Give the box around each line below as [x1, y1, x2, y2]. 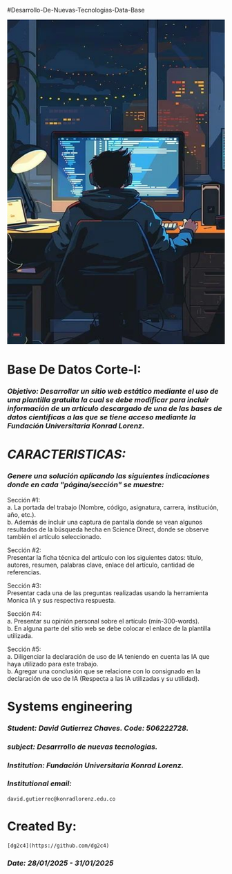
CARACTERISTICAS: [7, 446, 126, 462]
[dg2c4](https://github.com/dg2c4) [7, 842, 110, 849]
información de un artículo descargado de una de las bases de [7, 404, 222, 414]
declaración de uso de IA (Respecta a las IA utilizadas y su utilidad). [7, 674, 200, 682]
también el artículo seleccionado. [7, 532, 101, 540]
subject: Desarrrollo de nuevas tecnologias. [7, 742, 158, 752]
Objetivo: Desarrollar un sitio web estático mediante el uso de [7, 387, 219, 397]
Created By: [7, 819, 77, 835]
